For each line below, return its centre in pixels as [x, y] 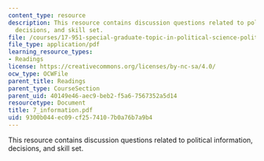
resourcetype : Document [47, 103]
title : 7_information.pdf [50, 111]
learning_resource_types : [50, 52]
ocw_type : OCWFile [38, 74]
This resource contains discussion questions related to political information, [130, 140]
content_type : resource [47, 15]
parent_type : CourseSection [54, 88]
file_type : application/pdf [54, 45]
